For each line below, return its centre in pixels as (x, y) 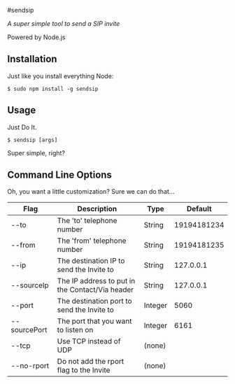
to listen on (75, 330)
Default (199, 209)
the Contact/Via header (95, 290)
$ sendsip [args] (33, 140)
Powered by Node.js (36, 37)
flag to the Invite (84, 370)
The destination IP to (91, 261)
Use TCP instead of (89, 341)
